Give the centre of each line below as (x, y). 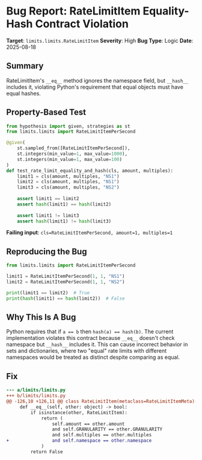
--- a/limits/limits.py (36, 390)
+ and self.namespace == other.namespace (79, 441)
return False (47, 452)
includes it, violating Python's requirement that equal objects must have (95, 87)
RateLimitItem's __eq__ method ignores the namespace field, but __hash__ (97, 80)
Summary (25, 66)
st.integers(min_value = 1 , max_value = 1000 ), (72, 154)
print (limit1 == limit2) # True (48, 293)
